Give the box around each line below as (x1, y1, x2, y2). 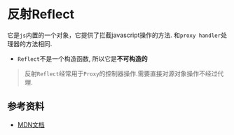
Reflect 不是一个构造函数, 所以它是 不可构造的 (17, 54, 148, 63)
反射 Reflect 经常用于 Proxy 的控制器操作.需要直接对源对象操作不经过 (24, 69, 218, 78)
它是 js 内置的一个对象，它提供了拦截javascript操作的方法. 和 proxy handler (7, 31, 221, 39)
